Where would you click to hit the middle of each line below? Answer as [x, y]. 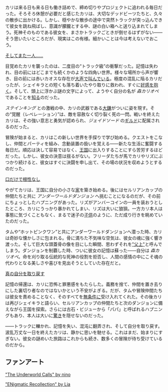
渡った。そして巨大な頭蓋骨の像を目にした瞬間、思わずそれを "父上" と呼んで [84, 244]
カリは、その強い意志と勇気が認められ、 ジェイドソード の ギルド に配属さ [80, 120]
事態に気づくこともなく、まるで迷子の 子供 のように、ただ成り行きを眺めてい [84, 215]
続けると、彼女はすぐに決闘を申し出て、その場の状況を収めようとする [90, 162]
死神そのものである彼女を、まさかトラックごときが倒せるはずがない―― [88, 32]
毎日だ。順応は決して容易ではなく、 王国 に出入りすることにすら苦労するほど [84, 150]
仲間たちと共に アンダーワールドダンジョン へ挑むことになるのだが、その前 [83, 196]
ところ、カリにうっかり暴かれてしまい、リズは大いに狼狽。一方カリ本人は [86, 208]
